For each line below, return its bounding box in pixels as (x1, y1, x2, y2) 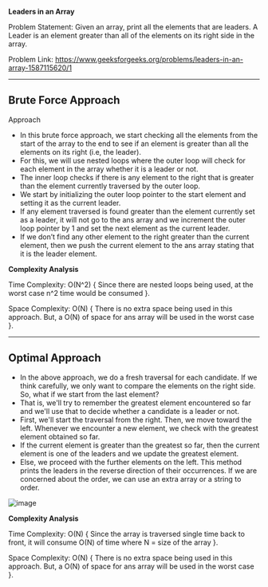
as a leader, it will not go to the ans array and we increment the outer (19, 215, 246, 224)
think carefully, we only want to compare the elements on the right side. (19, 380, 256, 390)
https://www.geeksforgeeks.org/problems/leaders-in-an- (54, 55, 243, 64)
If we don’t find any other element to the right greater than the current (19, 231, 250, 242)
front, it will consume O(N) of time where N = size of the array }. (8, 538, 219, 547)
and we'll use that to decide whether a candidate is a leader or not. (19, 406, 240, 416)
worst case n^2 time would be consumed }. (8, 288, 150, 297)
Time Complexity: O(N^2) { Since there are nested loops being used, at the (8, 279, 254, 290)
